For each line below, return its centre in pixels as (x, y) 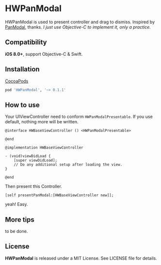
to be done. (16, 232)
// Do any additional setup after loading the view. (68, 165)
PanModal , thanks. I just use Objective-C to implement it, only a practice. (78, 27)
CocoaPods (17, 81)
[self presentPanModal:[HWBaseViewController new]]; (59, 195)
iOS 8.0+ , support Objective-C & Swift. (44, 54)
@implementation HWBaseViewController (44, 148)
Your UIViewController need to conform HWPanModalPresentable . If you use (79, 116)
